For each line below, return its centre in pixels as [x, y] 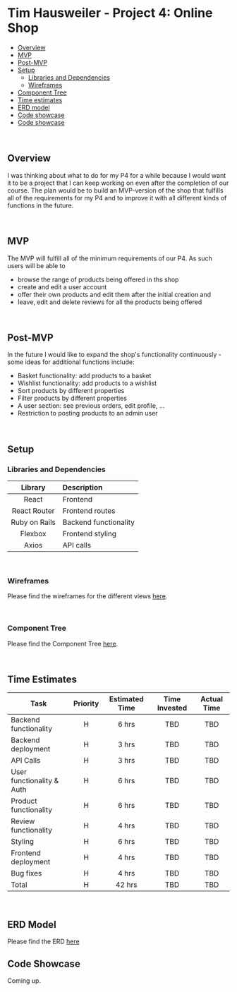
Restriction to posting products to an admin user [87, 413]
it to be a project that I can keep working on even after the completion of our [118, 183]
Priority [86, 703]
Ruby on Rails [34, 522]
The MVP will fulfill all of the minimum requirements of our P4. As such [110, 258]
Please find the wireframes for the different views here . [87, 596]
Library [33, 488]
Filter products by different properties [72, 398]
